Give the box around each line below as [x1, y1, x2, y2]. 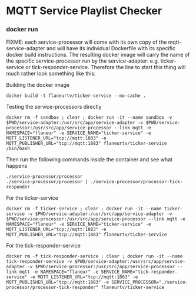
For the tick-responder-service [6, 242, 81, 249]
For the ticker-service [6, 194, 59, 201]
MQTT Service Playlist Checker [6, 4, 162, 18]
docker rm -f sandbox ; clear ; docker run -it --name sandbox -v [6, 115, 172, 121]
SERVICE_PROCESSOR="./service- [111, 279, 188, 285]
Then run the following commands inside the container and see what [6, 156, 172, 163]
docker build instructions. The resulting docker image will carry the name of [6, 51, 190, 58]
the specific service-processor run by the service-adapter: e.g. [6, 57, 160, 64]
